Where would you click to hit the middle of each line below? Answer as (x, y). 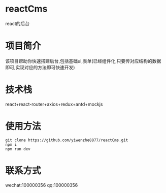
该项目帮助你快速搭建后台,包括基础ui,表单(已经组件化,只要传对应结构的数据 (83, 61)
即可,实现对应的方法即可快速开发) (40, 67)
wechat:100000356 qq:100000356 (42, 185)
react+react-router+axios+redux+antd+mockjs (54, 104)
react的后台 (17, 23)
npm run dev (18, 149)
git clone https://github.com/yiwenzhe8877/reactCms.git (67, 140)
